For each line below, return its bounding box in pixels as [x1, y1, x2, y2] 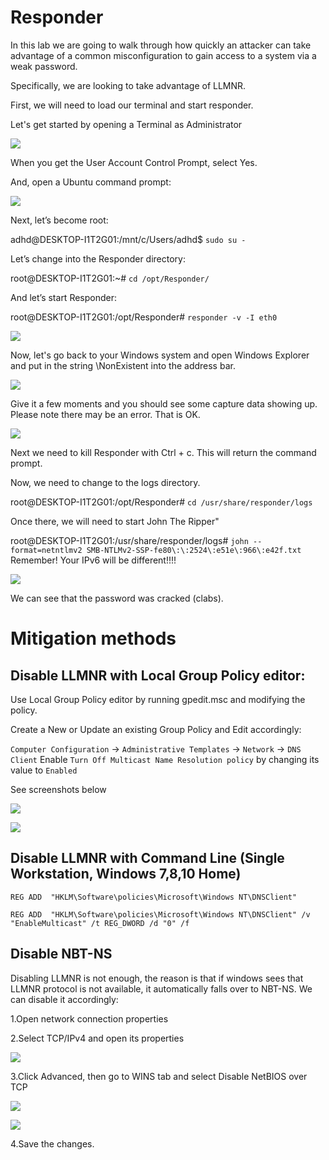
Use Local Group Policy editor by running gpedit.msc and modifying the [10, 693, 306, 705]
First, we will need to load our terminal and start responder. [10, 99, 254, 111]
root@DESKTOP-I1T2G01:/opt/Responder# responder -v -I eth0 [10, 311, 278, 323]
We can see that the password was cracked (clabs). [10, 592, 224, 604]
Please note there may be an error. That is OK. [10, 408, 201, 420]
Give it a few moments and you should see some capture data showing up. [10, 397, 318, 410]
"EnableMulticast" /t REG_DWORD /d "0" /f [10, 918, 190, 928]
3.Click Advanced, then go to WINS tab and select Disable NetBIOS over [10, 1070, 308, 1082]
